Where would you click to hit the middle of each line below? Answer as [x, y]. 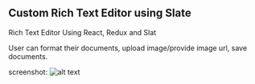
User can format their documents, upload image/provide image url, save [128, 48]
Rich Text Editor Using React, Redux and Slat [82, 32]
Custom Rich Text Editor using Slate [100, 13]
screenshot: [28, 72]
